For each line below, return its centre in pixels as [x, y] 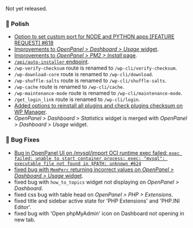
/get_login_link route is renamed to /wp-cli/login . [77, 99]
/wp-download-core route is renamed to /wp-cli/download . [84, 74]
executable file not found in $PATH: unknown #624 [78, 164]
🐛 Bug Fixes [22, 140]
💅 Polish [17, 24]
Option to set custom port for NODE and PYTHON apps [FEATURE [94, 37]
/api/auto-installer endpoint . [52, 62]
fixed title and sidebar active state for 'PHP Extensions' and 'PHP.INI [97, 201]
